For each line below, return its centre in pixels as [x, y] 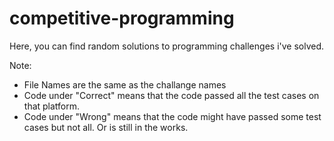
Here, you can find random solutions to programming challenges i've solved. [167, 46]
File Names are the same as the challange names [125, 84]
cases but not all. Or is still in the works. [106, 127]
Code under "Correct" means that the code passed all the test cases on [171, 95]
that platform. [52, 106]
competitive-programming [122, 18]
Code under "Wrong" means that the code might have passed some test [172, 116]
